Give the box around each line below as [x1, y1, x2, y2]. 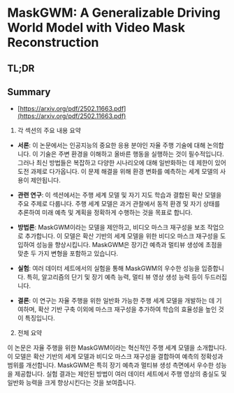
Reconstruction [7, 35, 99, 50]
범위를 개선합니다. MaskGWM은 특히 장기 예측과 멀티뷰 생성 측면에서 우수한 [7, 361, 214, 369]
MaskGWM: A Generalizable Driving [7, 5, 221, 21]
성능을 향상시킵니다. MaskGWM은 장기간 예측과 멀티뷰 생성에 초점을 [36, 241, 223, 249]
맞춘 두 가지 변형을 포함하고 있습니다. [17, 249, 119, 258]
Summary [7, 86, 51, 98]
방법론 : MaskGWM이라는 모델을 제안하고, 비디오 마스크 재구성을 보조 [17, 223, 206, 232]
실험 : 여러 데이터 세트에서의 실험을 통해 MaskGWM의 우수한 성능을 [17, 264, 200, 273]
